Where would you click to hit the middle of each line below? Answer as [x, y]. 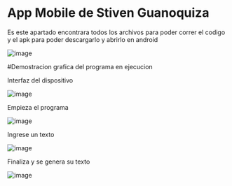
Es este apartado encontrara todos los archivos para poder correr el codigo [116, 32]
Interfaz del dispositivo [40, 80]
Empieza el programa [38, 107]
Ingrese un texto [31, 134]
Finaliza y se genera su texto [49, 162]
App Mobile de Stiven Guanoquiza [108, 13]
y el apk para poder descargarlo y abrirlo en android [83, 39]
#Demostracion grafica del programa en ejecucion [80, 66]
